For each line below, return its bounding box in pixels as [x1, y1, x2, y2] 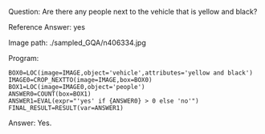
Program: [8, 54, 39, 63]
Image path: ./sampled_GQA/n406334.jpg [8, 38, 147, 47]
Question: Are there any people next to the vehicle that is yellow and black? [8, 7, 258, 16]
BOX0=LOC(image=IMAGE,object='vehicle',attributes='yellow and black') [8, 69, 253, 77]
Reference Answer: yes [8, 22, 86, 31]
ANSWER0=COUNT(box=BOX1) [8, 90, 92, 98]
